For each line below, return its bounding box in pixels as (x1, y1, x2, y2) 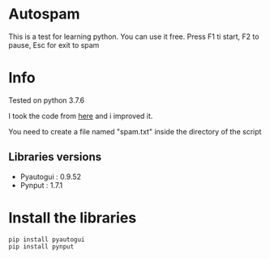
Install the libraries (8, 208, 137, 227)
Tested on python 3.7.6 (8, 95, 85, 105)
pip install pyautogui (8, 236, 85, 244)
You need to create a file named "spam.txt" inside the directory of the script (8, 126, 262, 136)
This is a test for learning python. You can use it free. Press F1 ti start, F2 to (8, 32, 259, 41)
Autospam (8, 5, 80, 23)
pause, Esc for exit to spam (8, 40, 100, 49)
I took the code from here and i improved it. (8, 111, 153, 121)
